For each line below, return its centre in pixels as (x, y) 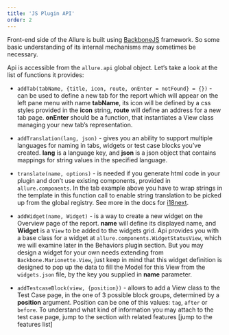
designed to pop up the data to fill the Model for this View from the (111, 267)
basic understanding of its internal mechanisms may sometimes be (102, 47)
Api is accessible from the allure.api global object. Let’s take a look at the (112, 67)
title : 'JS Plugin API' (41, 13)
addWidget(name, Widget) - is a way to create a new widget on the (110, 216)
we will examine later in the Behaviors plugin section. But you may (110, 245)
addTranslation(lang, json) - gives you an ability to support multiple (115, 138)
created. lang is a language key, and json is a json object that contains (117, 153)
